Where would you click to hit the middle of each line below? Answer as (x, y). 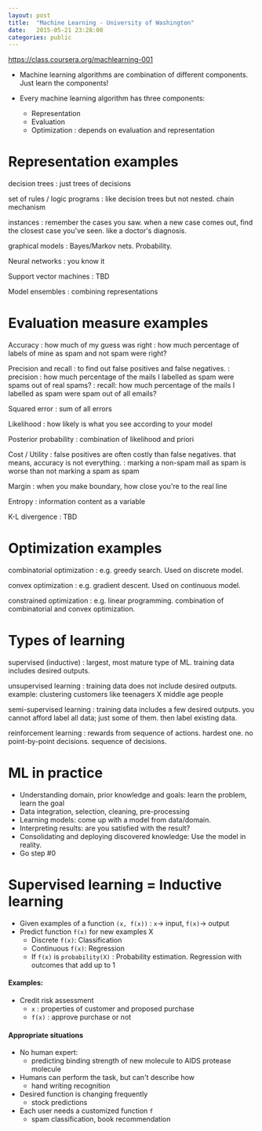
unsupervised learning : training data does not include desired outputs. (123, 686)
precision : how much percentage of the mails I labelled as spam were (121, 377)
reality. (30, 845)
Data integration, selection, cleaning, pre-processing (104, 811)
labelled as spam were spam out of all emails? (82, 394)
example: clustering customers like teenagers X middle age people (116, 694)
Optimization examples (85, 548)
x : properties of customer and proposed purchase (113, 1009)
